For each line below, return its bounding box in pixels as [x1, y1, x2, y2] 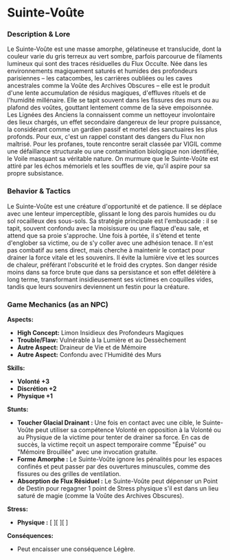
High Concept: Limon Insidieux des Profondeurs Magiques [16, 329, 184, 337]
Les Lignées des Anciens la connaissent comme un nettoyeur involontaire [7, 111, 216, 119]
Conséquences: [7, 532, 54, 540]
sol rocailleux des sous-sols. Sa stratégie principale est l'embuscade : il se [7, 217, 218, 225]
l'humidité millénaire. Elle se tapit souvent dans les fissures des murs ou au [7, 96, 220, 105]
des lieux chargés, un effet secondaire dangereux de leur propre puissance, [7, 118, 222, 127]
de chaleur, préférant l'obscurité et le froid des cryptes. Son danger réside [7, 260, 218, 269]
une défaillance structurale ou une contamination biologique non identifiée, [7, 147, 220, 155]
